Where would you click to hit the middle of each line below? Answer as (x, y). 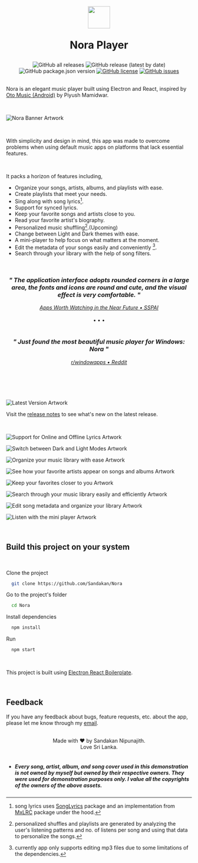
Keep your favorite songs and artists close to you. (75, 214)
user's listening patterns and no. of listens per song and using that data (101, 830)
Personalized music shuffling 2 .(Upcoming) (66, 227)
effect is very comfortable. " (99, 295)
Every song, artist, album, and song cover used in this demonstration (101, 767)
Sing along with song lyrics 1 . (49, 201)
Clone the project (27, 573)
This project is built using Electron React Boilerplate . (70, 672)
